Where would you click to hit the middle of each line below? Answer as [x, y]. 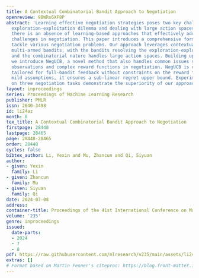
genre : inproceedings [33, 222]
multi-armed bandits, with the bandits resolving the [79, 50]
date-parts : [26, 232]
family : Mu [25, 183]
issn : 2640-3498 [26, 105]
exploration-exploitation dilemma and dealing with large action [94, 28]
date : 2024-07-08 [28, 200]
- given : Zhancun [28, 178]
